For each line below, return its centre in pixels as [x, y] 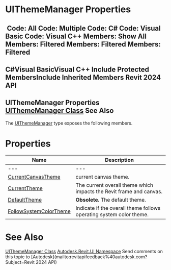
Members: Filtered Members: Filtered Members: [83, 44]
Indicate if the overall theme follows [118, 208]
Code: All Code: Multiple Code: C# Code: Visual [84, 28]
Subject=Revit [20, 262]
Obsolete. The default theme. [111, 200]
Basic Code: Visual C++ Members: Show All [76, 36]
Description [119, 160]
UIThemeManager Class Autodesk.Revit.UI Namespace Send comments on [84, 251]
